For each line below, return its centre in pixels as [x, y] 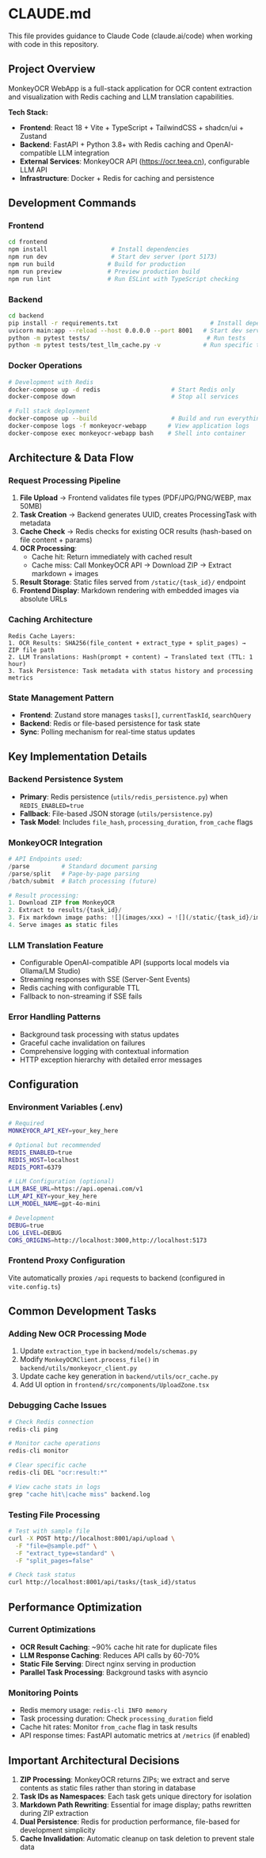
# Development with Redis [51, 382]
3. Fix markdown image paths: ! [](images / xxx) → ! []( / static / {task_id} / [131, 917]
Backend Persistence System [66, 779]
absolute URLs [43, 599]
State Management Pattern [61, 698]
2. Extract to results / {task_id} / [65, 910]
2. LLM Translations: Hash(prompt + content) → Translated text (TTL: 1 [131, 657]
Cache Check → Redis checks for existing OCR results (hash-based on [135, 532]
